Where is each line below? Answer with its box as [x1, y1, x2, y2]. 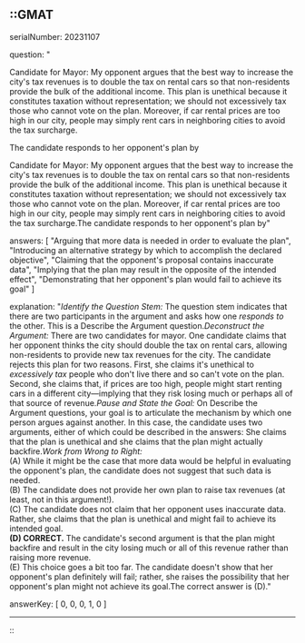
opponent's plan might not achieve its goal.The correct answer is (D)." [9, 580, 271, 591]
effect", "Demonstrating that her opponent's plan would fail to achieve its [9, 273, 282, 284]
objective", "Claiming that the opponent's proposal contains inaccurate [9, 254, 274, 265]
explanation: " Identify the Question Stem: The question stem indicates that [9, 301, 288, 312]
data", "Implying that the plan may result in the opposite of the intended [9, 263, 277, 275]
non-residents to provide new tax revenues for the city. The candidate [9, 349, 271, 360]
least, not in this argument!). [9, 494, 115, 505]
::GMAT [9, 7, 54, 23]
